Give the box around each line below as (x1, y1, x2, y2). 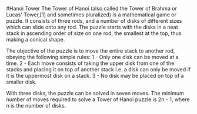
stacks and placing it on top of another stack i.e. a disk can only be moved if (6, 66, 191, 72)
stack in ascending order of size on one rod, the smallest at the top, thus (6, 30, 182, 37)
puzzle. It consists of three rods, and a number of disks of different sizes (6, 18, 182, 24)
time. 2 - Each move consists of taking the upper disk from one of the (6, 60, 175, 67)
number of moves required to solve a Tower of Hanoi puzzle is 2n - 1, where (6, 96, 190, 103)
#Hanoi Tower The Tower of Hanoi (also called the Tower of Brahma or (6, 5, 178, 12)
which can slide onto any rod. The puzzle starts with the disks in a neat (6, 23, 178, 30)
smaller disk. (6, 78, 37, 85)
